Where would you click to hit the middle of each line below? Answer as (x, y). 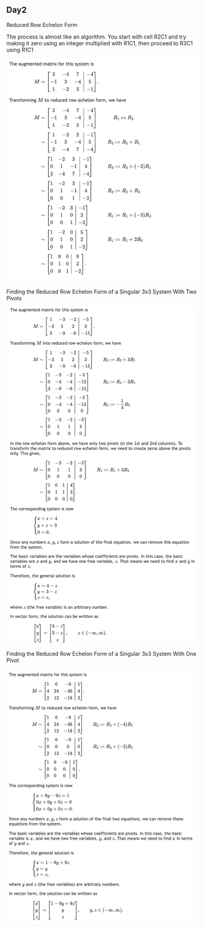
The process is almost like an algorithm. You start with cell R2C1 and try (96, 37)
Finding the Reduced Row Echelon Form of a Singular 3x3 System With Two (102, 291)
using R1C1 (20, 50)
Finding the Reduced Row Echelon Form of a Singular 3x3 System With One (101, 653)
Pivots (14, 298)
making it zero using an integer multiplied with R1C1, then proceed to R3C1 (100, 43)
